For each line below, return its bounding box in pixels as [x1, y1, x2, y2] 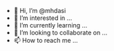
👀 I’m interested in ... [13, 14, 73, 22]
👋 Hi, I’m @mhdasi [13, 7, 66, 14]
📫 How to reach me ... [13, 37, 78, 44]
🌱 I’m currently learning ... [13, 21, 88, 29]
